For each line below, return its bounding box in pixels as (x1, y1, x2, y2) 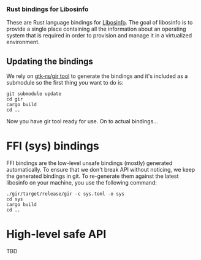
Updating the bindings (6, 56, 94, 66)
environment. (6, 39, 40, 46)
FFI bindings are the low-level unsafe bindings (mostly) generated (6, 159, 173, 167)
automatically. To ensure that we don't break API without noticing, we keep (6, 166, 195, 174)
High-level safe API (6, 227, 107, 241)
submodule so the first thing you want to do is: (6, 79, 124, 86)
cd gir (6, 96, 23, 102)
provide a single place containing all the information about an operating (6, 25, 186, 32)
